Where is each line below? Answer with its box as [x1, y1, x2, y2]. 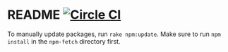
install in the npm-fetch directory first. [7, 37, 121, 45]
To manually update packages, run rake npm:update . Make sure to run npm [7, 30, 221, 38]
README [7, 7, 61, 23]
